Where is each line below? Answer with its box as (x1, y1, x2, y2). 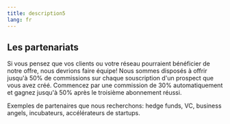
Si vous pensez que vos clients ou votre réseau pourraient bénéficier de (7, 59, 210, 68)
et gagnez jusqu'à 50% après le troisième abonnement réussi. (7, 89, 182, 97)
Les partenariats (7, 42, 79, 53)
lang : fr (7, 16, 32, 23)
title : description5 (7, 10, 66, 17)
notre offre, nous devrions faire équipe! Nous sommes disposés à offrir (7, 67, 207, 75)
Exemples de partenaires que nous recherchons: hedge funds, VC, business (7, 102, 222, 110)
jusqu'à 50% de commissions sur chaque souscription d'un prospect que (7, 74, 214, 82)
